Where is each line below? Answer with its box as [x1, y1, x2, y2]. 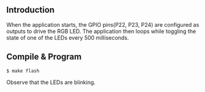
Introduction [6, 5, 55, 15]
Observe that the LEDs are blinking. [6, 79, 96, 86]
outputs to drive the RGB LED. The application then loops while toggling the [6, 27, 196, 35]
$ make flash [6, 68, 40, 74]
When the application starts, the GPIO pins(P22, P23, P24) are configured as [6, 21, 199, 28]
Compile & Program [6, 52, 82, 62]
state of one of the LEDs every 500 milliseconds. [6, 34, 129, 41]
